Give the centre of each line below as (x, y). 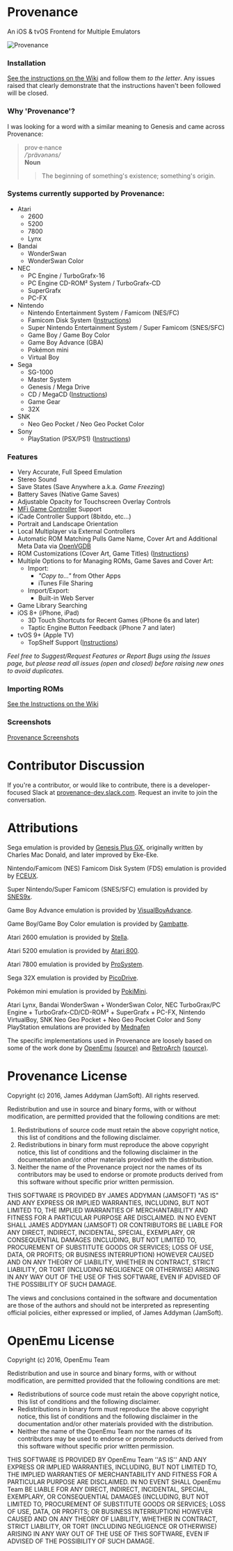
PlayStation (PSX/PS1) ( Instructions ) (79, 439)
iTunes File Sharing (65, 583)
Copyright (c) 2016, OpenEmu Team (58, 1360)
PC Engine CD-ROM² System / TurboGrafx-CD (94, 283)
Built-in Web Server (66, 598)
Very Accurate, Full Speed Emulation (70, 472)
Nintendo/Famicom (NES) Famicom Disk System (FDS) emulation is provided (117, 868)
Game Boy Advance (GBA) (66, 342)
